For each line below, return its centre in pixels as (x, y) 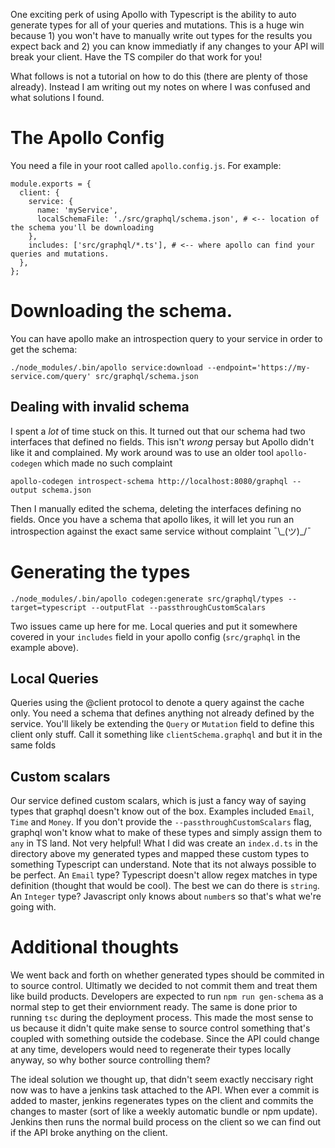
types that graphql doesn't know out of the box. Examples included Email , (162, 811)
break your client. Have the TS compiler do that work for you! (136, 57)
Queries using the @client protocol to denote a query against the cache (157, 703)
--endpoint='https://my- (258, 367)
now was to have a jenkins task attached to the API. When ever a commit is (165, 1090)
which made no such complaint (108, 463)
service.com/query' (51, 376)
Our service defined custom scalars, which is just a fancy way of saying (158, 801)
